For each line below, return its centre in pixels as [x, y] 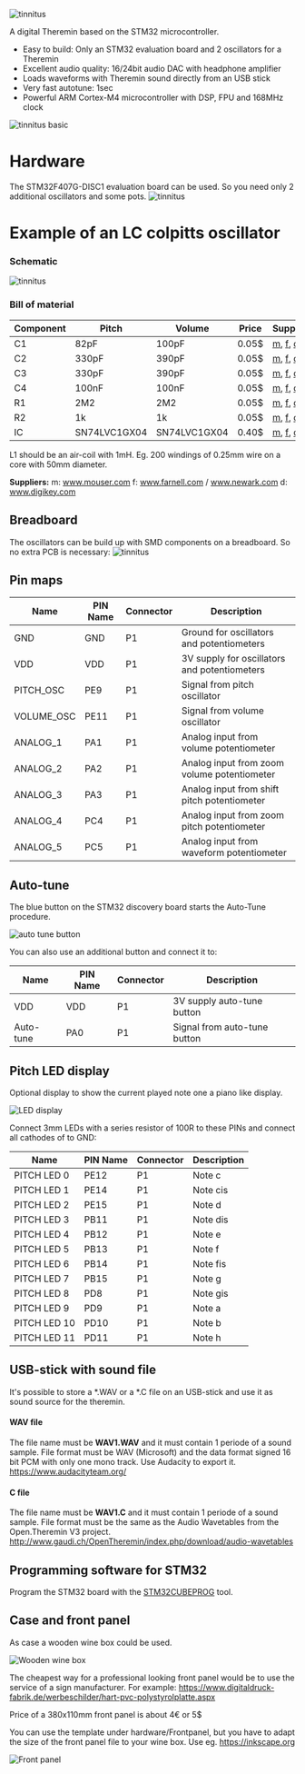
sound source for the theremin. [67, 1401]
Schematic [34, 262]
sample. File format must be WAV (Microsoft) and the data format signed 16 [150, 1452]
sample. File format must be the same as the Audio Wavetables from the [144, 1522]
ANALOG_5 [38, 847]
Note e [207, 1234]
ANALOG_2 [38, 769]
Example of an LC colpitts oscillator [145, 233]
